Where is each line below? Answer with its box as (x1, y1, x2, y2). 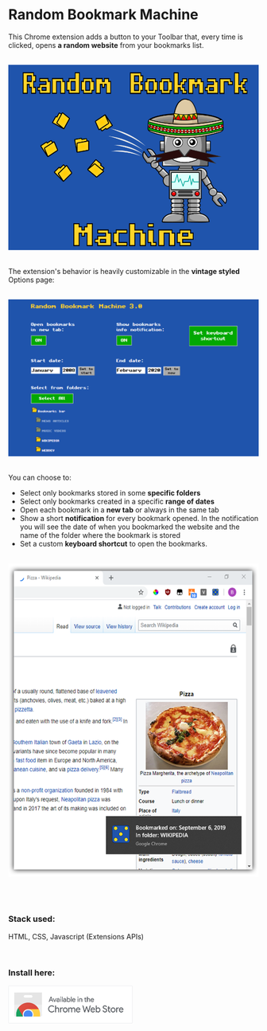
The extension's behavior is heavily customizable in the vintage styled (8, 267, 240, 276)
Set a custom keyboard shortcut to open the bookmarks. (19, 539, 208, 549)
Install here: (8, 966, 56, 978)
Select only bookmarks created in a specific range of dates (19, 496, 215, 507)
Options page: (8, 275, 55, 284)
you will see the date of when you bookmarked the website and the (19, 522, 240, 531)
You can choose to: (8, 472, 72, 483)
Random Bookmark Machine (8, 6, 199, 24)
